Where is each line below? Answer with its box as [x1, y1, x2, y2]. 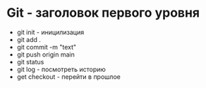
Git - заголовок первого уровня [6, 5, 200, 21]
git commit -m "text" [16, 43, 77, 51]
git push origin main [16, 50, 75, 59]
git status [16, 57, 44, 66]
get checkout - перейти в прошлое [16, 72, 121, 81]
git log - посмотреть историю [16, 65, 107, 73]
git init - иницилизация [16, 28, 85, 36]
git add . [16, 35, 42, 43]
